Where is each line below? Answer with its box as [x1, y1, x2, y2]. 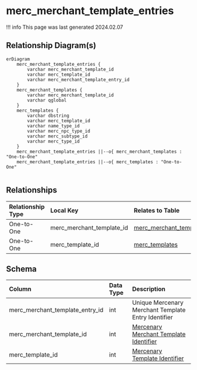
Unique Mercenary [131, 298, 184, 307]
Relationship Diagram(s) [6, 41, 97, 51]
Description [131, 285, 166, 293]
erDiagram [6, 56, 30, 62]
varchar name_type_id [27, 123, 80, 129]
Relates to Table [134, 206, 180, 214]
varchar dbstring [27, 113, 69, 119]
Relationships [6, 185, 57, 195]
